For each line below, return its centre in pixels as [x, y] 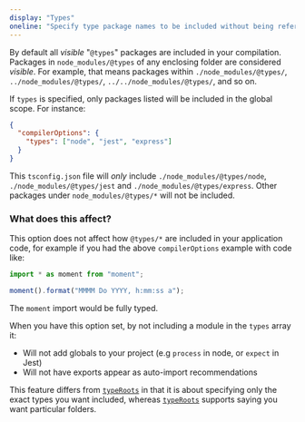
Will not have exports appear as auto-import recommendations [140, 372]
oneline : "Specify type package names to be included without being [142, 26]
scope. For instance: [48, 108]
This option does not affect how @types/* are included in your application [146, 239]
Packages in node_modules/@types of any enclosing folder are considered [145, 62]
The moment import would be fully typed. [84, 308]
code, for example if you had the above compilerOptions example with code [151, 248]
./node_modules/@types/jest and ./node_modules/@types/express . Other [143, 185]
